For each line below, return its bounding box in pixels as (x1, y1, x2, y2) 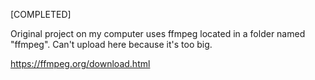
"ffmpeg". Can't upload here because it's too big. (10, 39, 213, 50)
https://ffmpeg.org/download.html (10, 58, 151, 69)
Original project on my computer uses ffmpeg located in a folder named (10, 28, 306, 39)
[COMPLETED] (10, 9, 72, 20)
